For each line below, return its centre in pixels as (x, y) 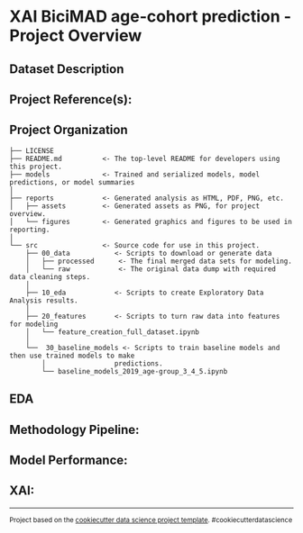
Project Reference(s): (71, 99)
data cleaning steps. (50, 276)
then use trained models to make (72, 356)
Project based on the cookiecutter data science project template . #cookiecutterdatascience (151, 519)
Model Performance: (69, 460)
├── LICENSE (32, 150)
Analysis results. (44, 300)
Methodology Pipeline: (74, 429)
